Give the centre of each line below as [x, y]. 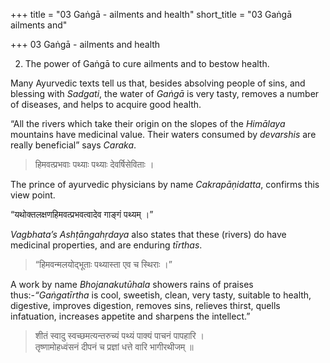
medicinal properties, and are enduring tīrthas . [106, 245]
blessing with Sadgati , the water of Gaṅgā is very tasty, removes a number [165, 93]
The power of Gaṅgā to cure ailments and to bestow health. [147, 63]
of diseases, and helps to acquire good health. [106, 104]
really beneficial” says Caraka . [73, 145]
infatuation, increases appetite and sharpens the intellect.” [130, 316]
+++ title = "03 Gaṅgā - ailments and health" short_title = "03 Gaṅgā [151, 14]
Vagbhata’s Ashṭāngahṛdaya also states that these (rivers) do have [148, 234]
